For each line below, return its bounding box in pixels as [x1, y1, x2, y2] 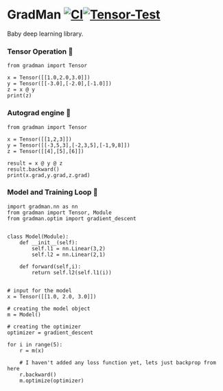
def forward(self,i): [19, 263, 81, 270]
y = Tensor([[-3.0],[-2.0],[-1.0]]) [7, 80, 112, 87]
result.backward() [7, 165, 60, 173]
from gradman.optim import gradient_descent [7, 215, 137, 222]
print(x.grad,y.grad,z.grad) [7, 171, 91, 178]
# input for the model [7, 287, 72, 294]
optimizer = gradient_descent [7, 329, 94, 336]
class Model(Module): [7, 233, 69, 240]
